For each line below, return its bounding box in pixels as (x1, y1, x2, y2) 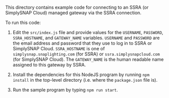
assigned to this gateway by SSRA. (12, 62, 86, 68)
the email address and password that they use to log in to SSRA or (12, 40, 152, 46)
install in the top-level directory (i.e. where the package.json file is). (12, 77, 158, 83)
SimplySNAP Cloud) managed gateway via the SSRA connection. (5, 10, 142, 16)
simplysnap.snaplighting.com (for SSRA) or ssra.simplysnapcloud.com (12, 51, 160, 57)
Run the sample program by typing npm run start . (12, 87, 118, 93)
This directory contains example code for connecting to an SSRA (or (5, 5, 149, 10)
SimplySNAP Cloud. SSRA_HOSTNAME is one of (12, 46, 105, 51)
